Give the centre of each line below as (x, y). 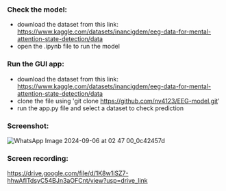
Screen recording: (38, 158)
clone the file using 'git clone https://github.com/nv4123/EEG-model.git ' (118, 101)
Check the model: (37, 10)
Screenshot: (28, 126)
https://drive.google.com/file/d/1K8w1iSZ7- (68, 173)
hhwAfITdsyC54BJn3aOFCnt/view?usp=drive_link (78, 181)
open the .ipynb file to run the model (68, 47)
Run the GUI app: (36, 64)
